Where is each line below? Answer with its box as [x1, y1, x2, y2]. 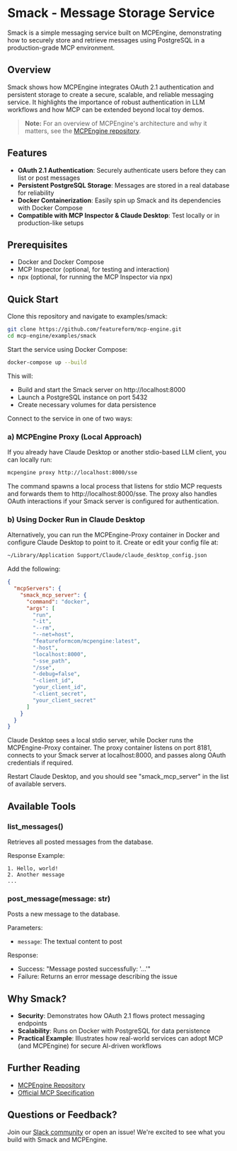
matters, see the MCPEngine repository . [24, 126, 141, 135]
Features [7, 147, 47, 159]
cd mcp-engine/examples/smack [7, 333, 97, 340]
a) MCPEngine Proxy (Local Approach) [7, 432, 142, 442]
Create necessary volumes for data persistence [17, 400, 157, 408]
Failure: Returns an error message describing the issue [17, 972, 178, 981]
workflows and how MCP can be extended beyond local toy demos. [7, 105, 204, 114]
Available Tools [7, 800, 76, 812]
